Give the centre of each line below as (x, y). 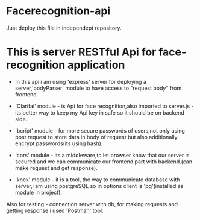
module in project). (38, 192)
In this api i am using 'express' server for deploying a (80, 81)
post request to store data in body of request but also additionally (96, 137)
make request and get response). (56, 168)
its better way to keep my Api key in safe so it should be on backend (100, 112)
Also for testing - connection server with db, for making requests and (92, 204)
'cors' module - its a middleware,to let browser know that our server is (102, 155)
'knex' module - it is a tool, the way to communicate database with (97, 180)
